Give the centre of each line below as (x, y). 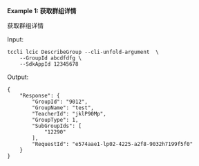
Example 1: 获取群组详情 (42, 11)
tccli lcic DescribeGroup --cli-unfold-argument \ (83, 52)
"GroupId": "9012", (60, 102)
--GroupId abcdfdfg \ (50, 58)
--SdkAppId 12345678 (49, 64)
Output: (18, 77)
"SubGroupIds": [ (57, 126)
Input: (16, 39)
